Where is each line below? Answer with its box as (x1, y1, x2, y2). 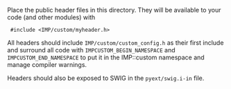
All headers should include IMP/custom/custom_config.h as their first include (7, 39, 224, 47)
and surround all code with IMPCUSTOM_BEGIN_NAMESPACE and (7, 46, 176, 54)
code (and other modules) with (7, 13, 96, 21)
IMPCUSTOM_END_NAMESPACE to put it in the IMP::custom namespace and (7, 53, 205, 61)
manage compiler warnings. (7, 61, 87, 68)
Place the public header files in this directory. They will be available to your (7, 6, 221, 14)
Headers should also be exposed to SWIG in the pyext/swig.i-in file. (7, 74, 205, 82)
